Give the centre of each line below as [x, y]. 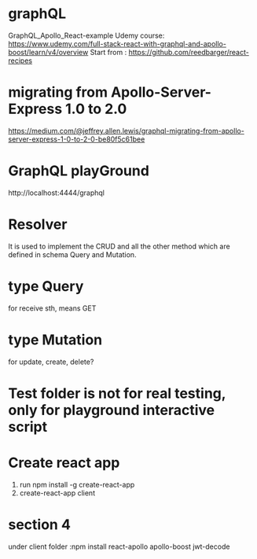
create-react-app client [57, 493]
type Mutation [55, 340]
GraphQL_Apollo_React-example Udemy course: [86, 35]
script [28, 427]
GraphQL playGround [79, 171]
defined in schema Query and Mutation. [72, 254]
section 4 [39, 524]
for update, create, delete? [51, 362]
